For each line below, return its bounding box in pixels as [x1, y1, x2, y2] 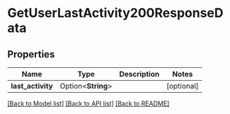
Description [119, 69, 160, 79]
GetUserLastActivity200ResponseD [7, 5, 224, 21]
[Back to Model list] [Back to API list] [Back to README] [7, 99, 170, 108]
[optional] [166, 81, 200, 91]
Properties [7, 48, 55, 60]
